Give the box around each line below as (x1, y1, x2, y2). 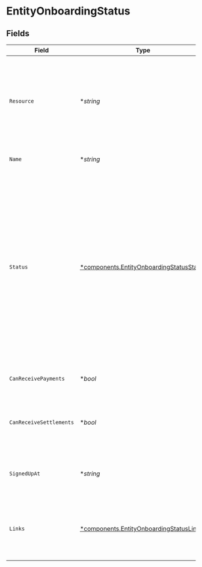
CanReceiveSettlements (9, 419, 74, 426)
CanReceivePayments (9, 375, 65, 382)
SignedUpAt (9, 470, 40, 477)
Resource (9, 98, 34, 104)
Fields (6, 28, 30, 39)
